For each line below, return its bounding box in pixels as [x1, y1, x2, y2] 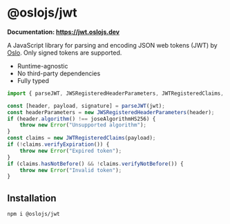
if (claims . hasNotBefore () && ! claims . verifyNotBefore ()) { [7, 160, 184, 167]
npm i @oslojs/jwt [7, 211, 60, 218]
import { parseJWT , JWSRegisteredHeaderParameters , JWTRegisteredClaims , [7, 90, 224, 97]
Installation [7, 192, 57, 204]
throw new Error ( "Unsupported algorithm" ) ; [19, 122, 147, 129]
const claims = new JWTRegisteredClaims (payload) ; [7, 135, 156, 142]
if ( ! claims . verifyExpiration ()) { [7, 141, 110, 148]
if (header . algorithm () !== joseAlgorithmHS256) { [7, 115, 156, 122]
